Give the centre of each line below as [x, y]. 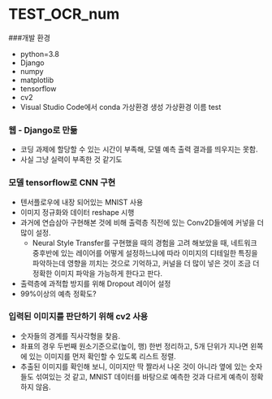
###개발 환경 [30, 37]
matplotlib [37, 80]
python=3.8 [39, 54]
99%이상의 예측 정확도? [58, 293]
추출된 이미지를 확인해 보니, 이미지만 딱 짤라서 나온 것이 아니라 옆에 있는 [134, 366]
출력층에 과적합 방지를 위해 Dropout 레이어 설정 [95, 283]
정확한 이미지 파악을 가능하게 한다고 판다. [97, 273]
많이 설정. [35, 232]
